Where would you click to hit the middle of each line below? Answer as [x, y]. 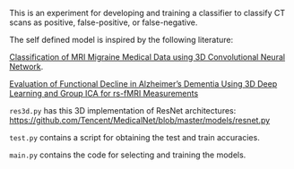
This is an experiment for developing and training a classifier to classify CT [147, 13]
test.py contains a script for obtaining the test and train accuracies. [134, 137]
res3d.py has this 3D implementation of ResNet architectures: [123, 110]
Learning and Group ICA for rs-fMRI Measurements [104, 93]
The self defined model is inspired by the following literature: [121, 40]
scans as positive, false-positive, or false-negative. [104, 22]
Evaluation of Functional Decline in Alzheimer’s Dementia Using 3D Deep [143, 84]
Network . [26, 67]
